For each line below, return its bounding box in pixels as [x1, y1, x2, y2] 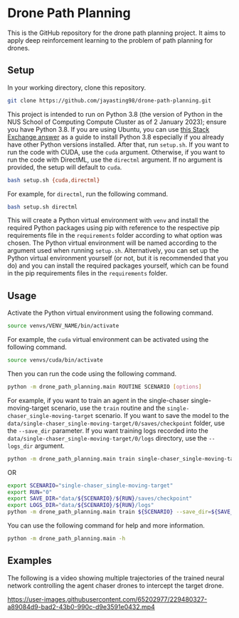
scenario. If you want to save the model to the [95, 411, 230, 419]
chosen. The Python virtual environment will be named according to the [7, 239, 217, 247]
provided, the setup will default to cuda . [7, 162, 122, 172]
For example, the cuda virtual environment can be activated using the [7, 335, 209, 344]
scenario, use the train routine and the [51, 404, 166, 412]
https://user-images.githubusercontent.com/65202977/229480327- [7, 595, 208, 603]
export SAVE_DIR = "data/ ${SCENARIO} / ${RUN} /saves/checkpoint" [7, 495, 193, 503]
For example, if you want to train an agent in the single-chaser [7, 396, 190, 404]
